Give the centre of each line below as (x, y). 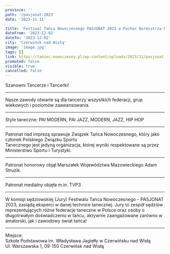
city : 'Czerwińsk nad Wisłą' (36, 43)
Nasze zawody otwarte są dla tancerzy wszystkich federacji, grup (74, 100)
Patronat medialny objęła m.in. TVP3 (43, 185)
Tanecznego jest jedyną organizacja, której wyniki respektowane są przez (82, 145)
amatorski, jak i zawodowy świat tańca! (46, 221)
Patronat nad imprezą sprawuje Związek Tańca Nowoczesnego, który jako (82, 134)
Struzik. (13, 171)
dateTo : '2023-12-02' (28, 38)
